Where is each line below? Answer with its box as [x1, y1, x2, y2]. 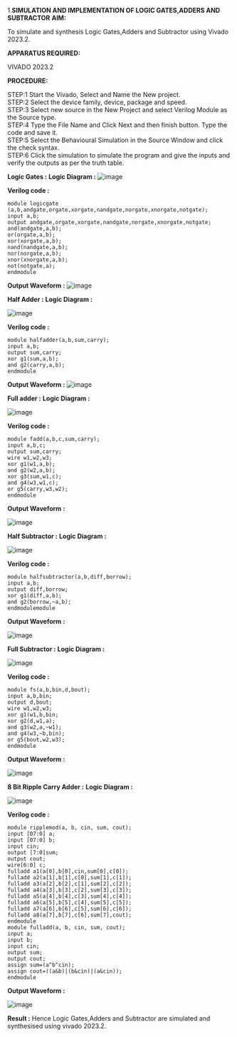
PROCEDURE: [7, 76, 48, 85]
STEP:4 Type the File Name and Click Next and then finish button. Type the [7, 121, 228, 129]
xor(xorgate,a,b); [7, 238, 62, 245]
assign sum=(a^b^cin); [7, 961, 75, 968]
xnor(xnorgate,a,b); [7, 256, 69, 263]
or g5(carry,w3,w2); [7, 485, 69, 492]
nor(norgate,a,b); [7, 250, 62, 257]
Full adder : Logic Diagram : [7, 394, 90, 403]
